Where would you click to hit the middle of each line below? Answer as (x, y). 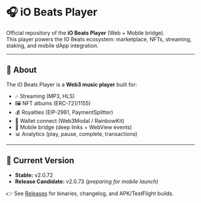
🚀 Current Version (40, 161)
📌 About (22, 70)
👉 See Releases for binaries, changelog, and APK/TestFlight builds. (90, 193)
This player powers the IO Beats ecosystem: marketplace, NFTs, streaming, (99, 39)
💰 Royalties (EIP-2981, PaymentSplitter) (64, 112)
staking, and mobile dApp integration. (52, 46)
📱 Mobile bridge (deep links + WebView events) (73, 127)
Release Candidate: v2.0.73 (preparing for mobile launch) (86, 181)
